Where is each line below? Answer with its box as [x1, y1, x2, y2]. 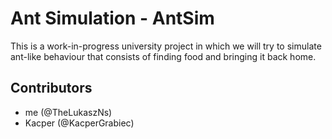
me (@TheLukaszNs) [24, 106, 113, 118]
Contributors [10, 80, 93, 97]
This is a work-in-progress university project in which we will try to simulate [10, 40, 322, 52]
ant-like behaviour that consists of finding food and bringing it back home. [10, 50, 317, 62]
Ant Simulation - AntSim [10, 7, 215, 30]
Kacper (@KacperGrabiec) [24, 117, 135, 129]
